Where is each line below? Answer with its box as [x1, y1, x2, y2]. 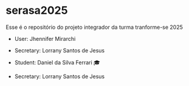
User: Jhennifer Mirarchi [14, 35, 76, 42]
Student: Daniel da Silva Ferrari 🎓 [14, 58, 101, 66]
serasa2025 [5, 4, 68, 17]
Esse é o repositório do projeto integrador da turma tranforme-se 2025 [5, 23, 184, 31]
